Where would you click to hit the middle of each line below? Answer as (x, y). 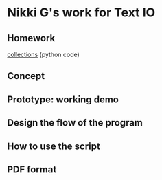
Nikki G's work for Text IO (81, 13)
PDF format (32, 169)
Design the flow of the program (75, 123)
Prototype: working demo (63, 99)
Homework (31, 38)
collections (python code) (44, 54)
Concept (26, 76)
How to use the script (54, 146)
